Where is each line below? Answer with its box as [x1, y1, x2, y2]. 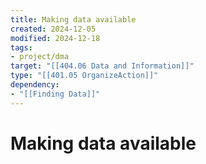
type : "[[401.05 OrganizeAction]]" [10, 71, 159, 81]
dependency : [10, 80, 60, 90]
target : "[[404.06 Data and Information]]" [10, 61, 195, 71]
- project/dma [10, 52, 70, 62]
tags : [10, 42, 33, 53]
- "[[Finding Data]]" [10, 89, 101, 99]
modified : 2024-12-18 [10, 33, 101, 43]
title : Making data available [10, 14, 137, 25]
